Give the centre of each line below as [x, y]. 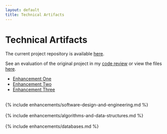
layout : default [22, 10]
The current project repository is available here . [55, 54]
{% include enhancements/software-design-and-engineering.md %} [77, 105]
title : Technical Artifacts [35, 15]
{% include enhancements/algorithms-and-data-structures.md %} [74, 116]
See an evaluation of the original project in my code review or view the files [83, 63]
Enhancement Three [34, 90]
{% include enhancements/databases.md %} [52, 126]
